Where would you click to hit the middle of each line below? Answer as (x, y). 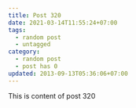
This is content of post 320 (52, 95)
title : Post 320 (35, 15)
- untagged (33, 45)
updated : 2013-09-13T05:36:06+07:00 (68, 74)
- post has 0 (37, 67)
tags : (17, 30)
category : (24, 52)
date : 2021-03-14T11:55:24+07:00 (63, 23)
